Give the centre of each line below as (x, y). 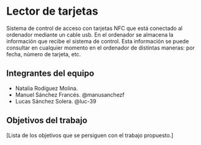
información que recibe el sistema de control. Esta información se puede (98, 41)
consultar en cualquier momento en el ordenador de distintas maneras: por (101, 48)
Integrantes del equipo (50, 74)
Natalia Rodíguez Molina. (46, 88)
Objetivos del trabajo (47, 121)
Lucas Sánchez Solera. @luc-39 (56, 101)
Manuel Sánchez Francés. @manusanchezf (70, 95)
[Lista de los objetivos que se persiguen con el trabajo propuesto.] (90, 135)
